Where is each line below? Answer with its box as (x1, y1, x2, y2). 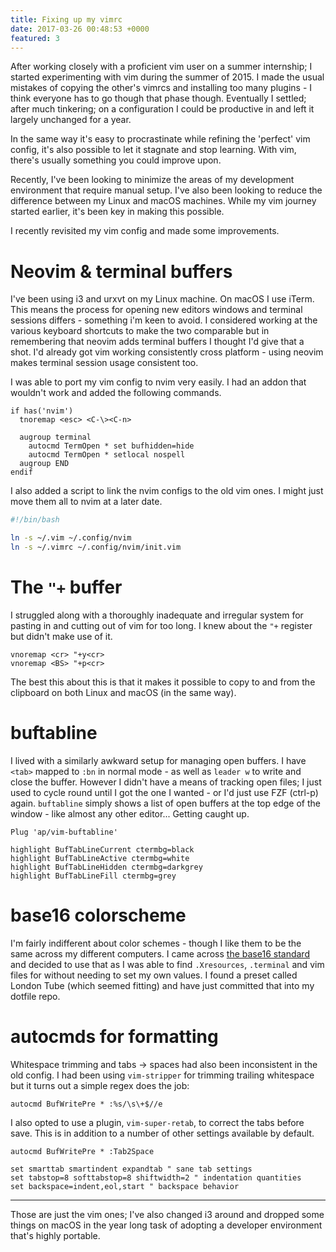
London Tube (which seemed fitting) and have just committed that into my (10, 979, 315, 991)
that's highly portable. (10, 1229, 101, 1241)
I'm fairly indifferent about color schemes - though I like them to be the (10, 937, 302, 949)
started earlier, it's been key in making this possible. (10, 206, 225, 218)
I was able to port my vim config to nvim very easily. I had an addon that (10, 376, 307, 388)
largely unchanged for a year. (10, 114, 132, 126)
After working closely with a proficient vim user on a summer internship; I (10, 61, 313, 73)
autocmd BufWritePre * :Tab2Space (10, 1146, 155, 1156)
